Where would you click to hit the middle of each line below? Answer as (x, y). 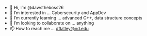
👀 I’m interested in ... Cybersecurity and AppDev (58, 13)
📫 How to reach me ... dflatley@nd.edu (49, 28)
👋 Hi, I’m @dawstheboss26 (37, 8)
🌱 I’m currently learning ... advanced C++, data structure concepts (76, 18)
